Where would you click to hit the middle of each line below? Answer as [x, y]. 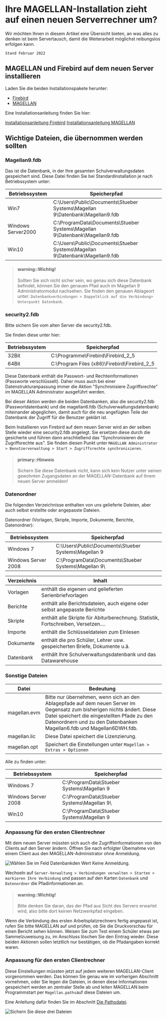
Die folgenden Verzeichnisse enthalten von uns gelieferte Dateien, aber [78, 505]
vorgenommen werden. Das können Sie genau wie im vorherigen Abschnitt [82, 976]
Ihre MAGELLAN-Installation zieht [76, 9]
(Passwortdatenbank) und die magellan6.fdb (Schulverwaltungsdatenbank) [82, 406]
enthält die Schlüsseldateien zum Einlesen [91, 632]
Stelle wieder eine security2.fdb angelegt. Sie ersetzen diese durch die [78, 432]
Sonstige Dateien [26, 676]
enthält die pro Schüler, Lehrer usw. [83, 640]
